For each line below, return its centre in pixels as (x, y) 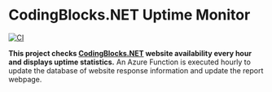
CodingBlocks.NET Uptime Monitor (129, 15)
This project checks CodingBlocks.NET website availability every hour (130, 53)
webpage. (25, 79)
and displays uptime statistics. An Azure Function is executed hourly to (129, 62)
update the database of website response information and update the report (136, 70)
